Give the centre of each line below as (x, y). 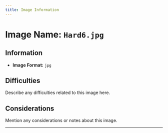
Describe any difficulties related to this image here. (58, 92)
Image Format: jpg (32, 65)
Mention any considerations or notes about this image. (61, 120)
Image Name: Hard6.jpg (54, 34)
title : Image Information (32, 10)
